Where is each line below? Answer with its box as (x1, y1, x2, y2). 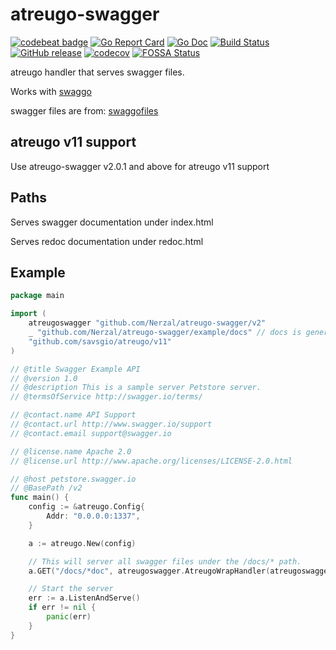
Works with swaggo (10, 85, 92, 97)
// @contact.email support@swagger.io (10, 428, 172, 438)
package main (10, 291, 65, 301)
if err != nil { (28, 603, 97, 613)
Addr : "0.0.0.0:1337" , (46, 511, 141, 521)
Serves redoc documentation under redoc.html (10, 235, 204, 247)
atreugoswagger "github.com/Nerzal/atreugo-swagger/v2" (28, 318, 267, 328)
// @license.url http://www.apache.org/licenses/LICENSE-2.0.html (10, 456, 293, 466)
